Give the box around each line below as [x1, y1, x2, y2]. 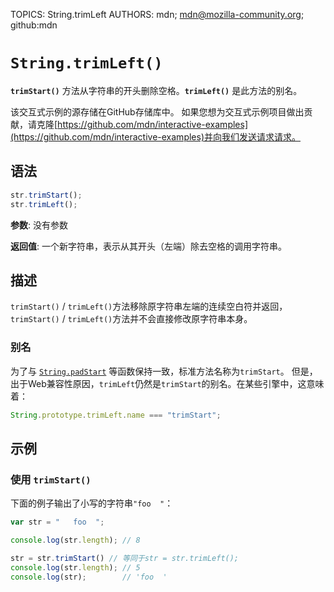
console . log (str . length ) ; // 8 [10, 535, 141, 546]
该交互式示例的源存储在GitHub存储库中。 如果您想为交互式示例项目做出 [10, 105, 305, 118]
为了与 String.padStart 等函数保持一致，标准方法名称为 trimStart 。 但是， [10, 365, 318, 377]
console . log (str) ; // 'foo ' [10, 572, 168, 582]
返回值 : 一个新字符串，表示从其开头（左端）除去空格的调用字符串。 [10, 240, 287, 252]
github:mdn [10, 19, 58, 31]
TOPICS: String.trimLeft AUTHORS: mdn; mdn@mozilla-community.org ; [10, 9, 305, 20]
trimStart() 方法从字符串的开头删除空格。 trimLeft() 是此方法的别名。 [10, 84, 303, 96]
